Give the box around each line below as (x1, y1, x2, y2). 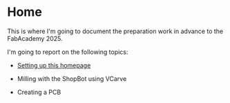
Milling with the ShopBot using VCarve (17, 74, 127, 83)
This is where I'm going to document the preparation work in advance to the (7, 27, 223, 35)
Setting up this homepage (17, 61, 91, 69)
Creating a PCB (17, 88, 61, 96)
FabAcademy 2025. (7, 34, 64, 42)
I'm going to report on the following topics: (7, 48, 128, 56)
